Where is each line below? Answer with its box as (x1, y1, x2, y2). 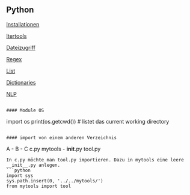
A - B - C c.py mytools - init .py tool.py (6, 145, 101, 152)
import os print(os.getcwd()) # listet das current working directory (6, 118, 170, 125)
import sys (6, 172, 34, 179)
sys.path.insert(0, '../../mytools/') (6, 178, 103, 184)
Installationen (6, 20, 40, 28)
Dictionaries (6, 79, 36, 86)
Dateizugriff (6, 44, 36, 51)
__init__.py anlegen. (6, 162, 61, 168)
